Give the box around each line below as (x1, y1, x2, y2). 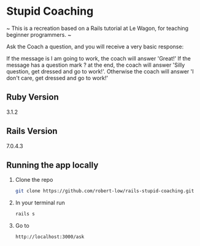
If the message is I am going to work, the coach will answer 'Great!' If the (6, 54, 191, 62)
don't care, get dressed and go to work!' (6, 74, 109, 81)
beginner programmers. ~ (6, 31, 72, 38)
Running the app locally (6, 160, 99, 170)
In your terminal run (15, 199, 66, 206)
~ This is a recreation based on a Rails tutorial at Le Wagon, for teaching (6, 24, 189, 32)
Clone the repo (15, 176, 53, 184)
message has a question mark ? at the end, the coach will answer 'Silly (6, 61, 185, 69)
